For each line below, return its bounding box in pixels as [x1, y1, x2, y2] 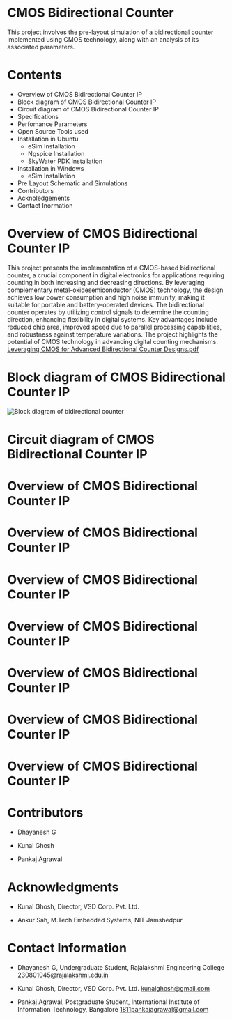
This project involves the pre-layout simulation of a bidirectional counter [7, 28, 214, 36]
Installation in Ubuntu [17, 134, 79, 143]
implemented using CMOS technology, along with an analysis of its [7, 35, 199, 43]
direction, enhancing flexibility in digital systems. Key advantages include [7, 315, 217, 323]
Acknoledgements [17, 194, 70, 202]
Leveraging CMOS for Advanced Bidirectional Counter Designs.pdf [7, 345, 199, 353]
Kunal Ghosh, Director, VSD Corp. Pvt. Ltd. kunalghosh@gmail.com [17, 984, 210, 993]
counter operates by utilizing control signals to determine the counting [7, 308, 209, 316]
